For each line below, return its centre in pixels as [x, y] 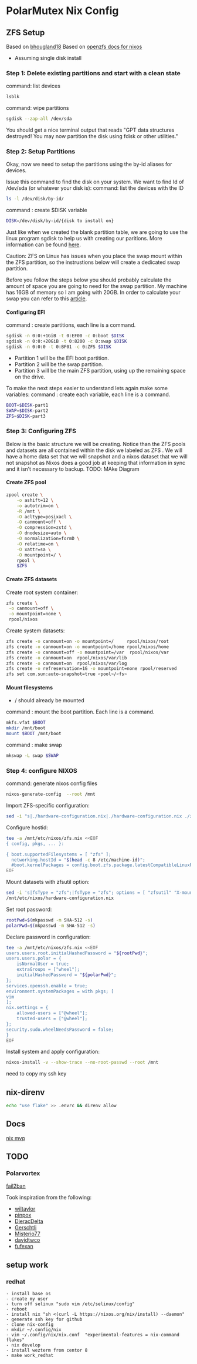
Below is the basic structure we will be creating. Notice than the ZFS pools [96, 444]
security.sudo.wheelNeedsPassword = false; [60, 1030]
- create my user [27, 1299]
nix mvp [16, 1138]
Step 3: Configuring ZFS [41, 431]
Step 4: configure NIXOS [42, 770]
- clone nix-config [30, 1325]
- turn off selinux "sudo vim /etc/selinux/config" [70, 1304]
